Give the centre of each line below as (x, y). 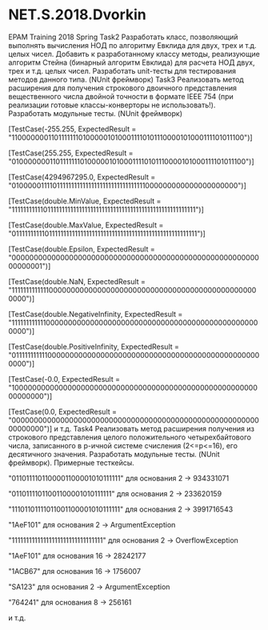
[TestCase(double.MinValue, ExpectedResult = (85, 201)
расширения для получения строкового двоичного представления (123, 88)
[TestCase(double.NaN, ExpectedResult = (77, 281)
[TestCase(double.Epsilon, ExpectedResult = (82, 249)
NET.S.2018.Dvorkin (77, 15)
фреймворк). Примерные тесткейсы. (71, 463)
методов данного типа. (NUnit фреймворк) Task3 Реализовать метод (126, 79)
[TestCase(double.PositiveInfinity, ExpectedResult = (94, 347)
